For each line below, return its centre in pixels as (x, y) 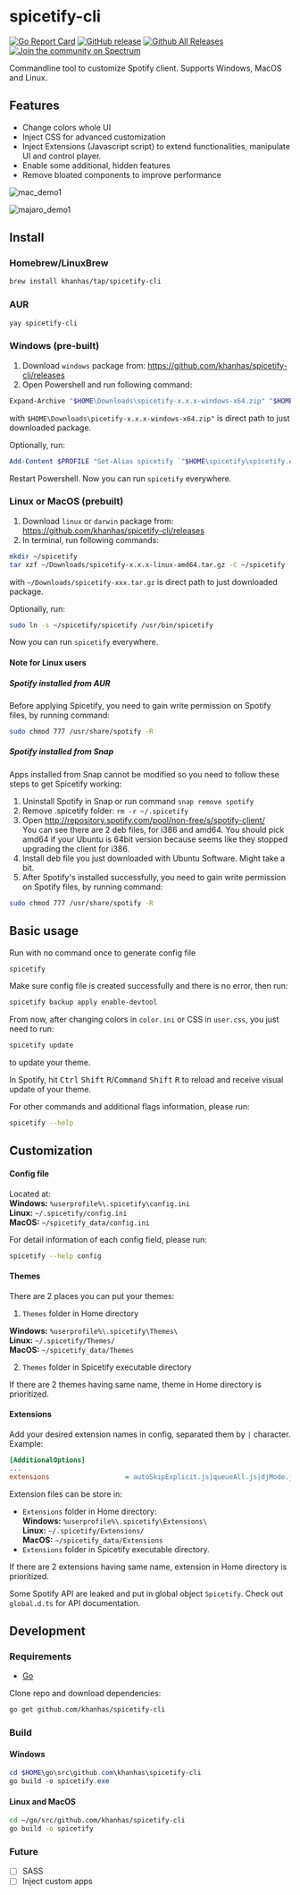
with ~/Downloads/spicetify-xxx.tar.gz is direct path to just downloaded (144, 582)
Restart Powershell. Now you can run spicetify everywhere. (121, 478)
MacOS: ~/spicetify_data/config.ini (79, 1222)
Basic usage (44, 931)
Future (24, 1851)
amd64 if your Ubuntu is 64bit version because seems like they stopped (155, 839)
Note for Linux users (48, 663)
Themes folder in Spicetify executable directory (107, 1367)
